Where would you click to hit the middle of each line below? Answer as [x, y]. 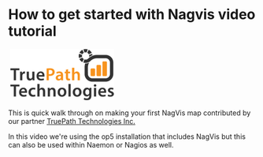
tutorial [32, 31]
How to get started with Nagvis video [132, 15]
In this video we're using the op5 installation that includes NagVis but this [127, 136]
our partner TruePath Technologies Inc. [72, 121]
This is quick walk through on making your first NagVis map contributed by [130, 113]
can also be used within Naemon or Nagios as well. [91, 144]
